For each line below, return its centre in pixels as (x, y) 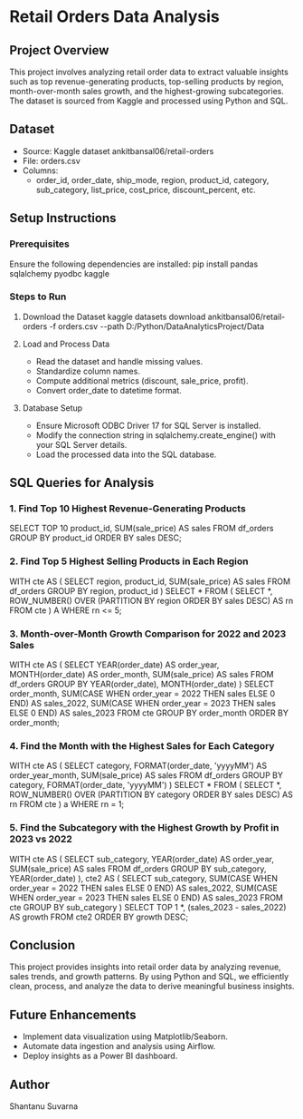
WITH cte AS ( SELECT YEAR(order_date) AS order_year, (114, 665)
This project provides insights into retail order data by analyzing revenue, (146, 967)
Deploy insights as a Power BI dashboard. (100, 1056)
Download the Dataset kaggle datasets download (114, 316)
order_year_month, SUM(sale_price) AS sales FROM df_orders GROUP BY (146, 775)
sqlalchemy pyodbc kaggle (60, 273)
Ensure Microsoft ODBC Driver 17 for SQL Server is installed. (148, 425)
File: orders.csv (52, 161)
